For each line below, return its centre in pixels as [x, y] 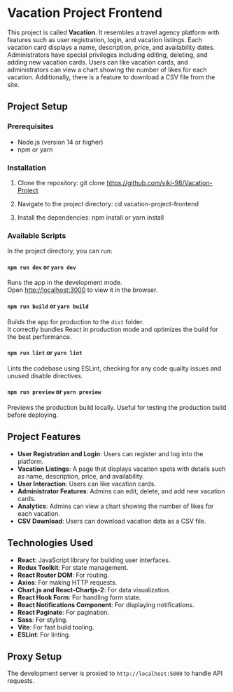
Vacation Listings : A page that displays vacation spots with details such [121, 469]
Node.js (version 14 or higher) [60, 142]
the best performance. [40, 337]
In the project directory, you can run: [60, 251]
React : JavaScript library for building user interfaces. [94, 560]
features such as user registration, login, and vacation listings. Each [105, 39]
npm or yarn [35, 149]
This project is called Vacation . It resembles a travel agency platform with [114, 32]
